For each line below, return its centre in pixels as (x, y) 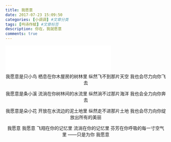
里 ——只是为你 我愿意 (86, 134)
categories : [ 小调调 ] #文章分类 (37, 19)
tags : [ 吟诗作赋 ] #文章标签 (32, 24)
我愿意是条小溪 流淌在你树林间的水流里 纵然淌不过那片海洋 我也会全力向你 (84, 93)
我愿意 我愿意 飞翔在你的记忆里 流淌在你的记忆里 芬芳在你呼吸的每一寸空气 (86, 128)
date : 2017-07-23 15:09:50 (34, 15)
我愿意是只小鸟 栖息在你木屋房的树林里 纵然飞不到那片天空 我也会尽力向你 (84, 76)
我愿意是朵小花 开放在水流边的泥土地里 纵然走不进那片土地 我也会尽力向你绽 (86, 111)
